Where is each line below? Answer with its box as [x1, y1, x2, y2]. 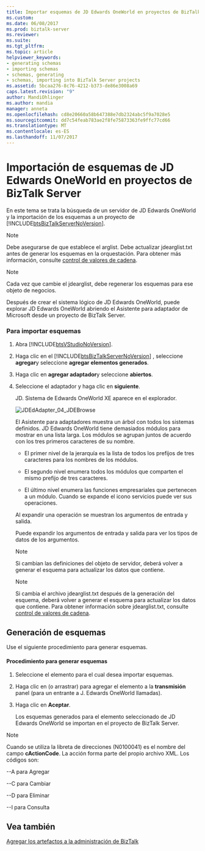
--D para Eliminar [6, 792, 50, 799]
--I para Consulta [6, 804, 50, 811]
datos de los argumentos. [15, 536, 79, 543]
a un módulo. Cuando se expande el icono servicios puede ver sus [24, 493, 192, 500]
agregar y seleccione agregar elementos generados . [15, 359, 149, 366]
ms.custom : [6, 15, 34, 21]
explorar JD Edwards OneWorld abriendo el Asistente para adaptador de [6, 305, 188, 312]
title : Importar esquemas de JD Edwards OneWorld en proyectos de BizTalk [6, 9, 201, 15]
